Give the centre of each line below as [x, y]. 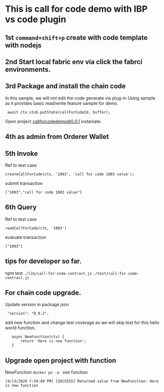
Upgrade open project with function [61, 360]
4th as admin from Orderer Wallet [57, 137]
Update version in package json [37, 305]
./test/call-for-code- [116, 273]
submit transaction [24, 183]
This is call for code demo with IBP [76, 9]
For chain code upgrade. [43, 293]
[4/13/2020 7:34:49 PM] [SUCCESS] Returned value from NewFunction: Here [82, 381]
